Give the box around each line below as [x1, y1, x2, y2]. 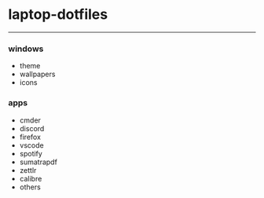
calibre [19, 174, 42, 183]
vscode [19, 140, 45, 150]
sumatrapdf [19, 157, 57, 167]
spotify [19, 148, 43, 158]
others [19, 182, 41, 192]
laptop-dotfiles [8, 5, 108, 24]
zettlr [19, 165, 37, 174]
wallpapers [19, 69, 56, 79]
